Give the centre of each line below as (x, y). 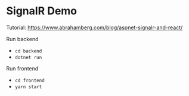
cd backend (28, 51)
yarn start (28, 87)
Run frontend (22, 68)
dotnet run (28, 57)
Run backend (22, 39)
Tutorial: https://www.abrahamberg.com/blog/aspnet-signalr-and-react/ (94, 27)
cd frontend (30, 80)
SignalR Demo (42, 11)
